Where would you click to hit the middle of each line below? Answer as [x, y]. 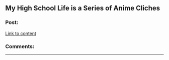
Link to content [21, 33]
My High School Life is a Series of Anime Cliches [82, 8]
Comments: [20, 46]
